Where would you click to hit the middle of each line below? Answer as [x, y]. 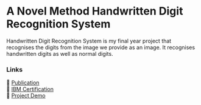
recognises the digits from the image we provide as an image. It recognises [101, 47]
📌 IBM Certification [30, 89]
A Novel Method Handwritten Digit [95, 11]
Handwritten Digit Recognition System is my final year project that [89, 41]
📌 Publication [23, 83]
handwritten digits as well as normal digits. [60, 53]
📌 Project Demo [26, 96]
